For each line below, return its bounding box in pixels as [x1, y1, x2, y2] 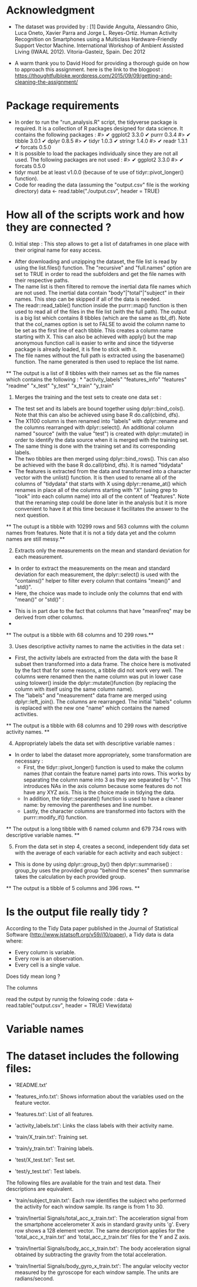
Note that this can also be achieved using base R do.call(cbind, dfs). [14, 411, 180, 418]
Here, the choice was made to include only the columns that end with [14, 589, 183, 596]
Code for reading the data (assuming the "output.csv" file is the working [14, 181, 190, 188]
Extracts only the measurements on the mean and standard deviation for [14, 547, 190, 554]
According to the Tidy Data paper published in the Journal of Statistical [6, 924, 178, 932]
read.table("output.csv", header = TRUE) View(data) [6, 1002, 132, 1009]
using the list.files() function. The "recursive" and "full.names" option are [14, 264, 192, 271]
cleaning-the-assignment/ [14, 78, 78, 86]
